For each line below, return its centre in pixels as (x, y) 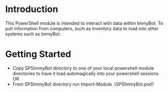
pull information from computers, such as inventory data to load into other (82, 28)
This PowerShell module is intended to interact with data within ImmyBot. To (84, 23)
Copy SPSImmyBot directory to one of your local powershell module (83, 68)
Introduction (32, 9)
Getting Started (38, 54)
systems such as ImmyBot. (33, 34)
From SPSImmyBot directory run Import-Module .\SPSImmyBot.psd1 (83, 84)
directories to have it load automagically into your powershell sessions (86, 73)
